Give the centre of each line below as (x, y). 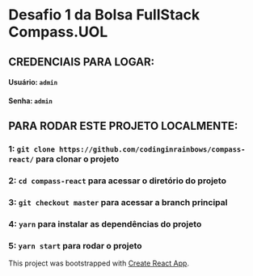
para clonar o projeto (78, 159)
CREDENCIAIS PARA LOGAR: (82, 62)
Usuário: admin (33, 82)
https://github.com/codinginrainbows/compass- (152, 150)
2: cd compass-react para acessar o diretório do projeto (117, 181)
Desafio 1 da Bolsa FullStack (104, 15)
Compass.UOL (58, 32)
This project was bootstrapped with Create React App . (99, 263)
